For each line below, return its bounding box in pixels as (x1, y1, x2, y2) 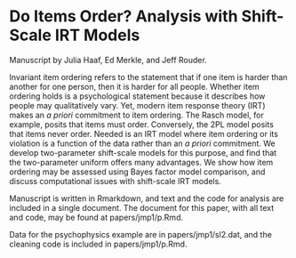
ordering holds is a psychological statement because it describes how (9, 91, 266, 101)
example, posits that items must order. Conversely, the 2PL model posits (9, 118, 274, 130)
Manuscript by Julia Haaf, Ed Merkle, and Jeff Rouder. (9, 54, 207, 65)
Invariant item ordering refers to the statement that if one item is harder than (9, 71, 288, 82)
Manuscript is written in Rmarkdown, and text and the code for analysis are (9, 193, 284, 204)
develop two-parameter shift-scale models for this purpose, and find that (9, 147, 277, 157)
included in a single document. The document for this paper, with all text (9, 202, 275, 213)
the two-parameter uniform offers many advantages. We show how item (9, 157, 274, 167)
